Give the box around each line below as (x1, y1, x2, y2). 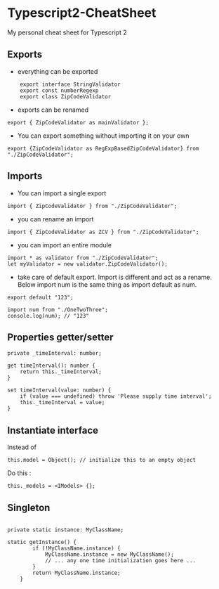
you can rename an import (17, 214, 94, 223)
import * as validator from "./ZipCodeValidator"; (7, 254, 159, 261)
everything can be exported (17, 67, 98, 75)
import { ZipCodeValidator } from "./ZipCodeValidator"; (7, 202, 178, 209)
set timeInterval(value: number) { (7, 387, 112, 394)
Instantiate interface (7, 424, 99, 436)
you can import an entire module (17, 240, 112, 249)
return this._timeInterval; (20, 368, 102, 375)
